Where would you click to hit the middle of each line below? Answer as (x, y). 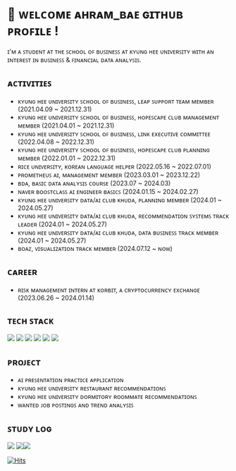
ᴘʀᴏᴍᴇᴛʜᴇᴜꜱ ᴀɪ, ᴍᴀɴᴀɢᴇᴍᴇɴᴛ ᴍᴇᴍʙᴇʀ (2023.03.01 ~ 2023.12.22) (109, 175)
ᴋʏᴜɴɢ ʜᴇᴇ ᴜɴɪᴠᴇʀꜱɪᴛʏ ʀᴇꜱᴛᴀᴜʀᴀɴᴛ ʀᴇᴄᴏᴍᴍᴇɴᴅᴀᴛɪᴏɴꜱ (92, 389)
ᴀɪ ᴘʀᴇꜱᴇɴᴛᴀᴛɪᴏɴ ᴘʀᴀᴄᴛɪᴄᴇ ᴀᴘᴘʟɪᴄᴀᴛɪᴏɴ (71, 380)
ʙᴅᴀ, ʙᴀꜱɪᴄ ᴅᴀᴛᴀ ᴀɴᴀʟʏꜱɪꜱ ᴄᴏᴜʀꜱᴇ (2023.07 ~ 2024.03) (94, 183)
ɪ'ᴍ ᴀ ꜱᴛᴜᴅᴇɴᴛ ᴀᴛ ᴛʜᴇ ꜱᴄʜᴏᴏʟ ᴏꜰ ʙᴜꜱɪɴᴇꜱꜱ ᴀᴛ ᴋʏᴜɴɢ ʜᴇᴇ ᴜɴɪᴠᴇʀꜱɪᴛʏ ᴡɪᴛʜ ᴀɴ (111, 51)
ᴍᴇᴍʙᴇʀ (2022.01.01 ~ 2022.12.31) (67, 158)
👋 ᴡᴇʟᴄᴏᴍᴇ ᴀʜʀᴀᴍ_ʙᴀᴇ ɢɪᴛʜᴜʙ (95, 14)
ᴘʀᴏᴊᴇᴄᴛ (24, 362)
